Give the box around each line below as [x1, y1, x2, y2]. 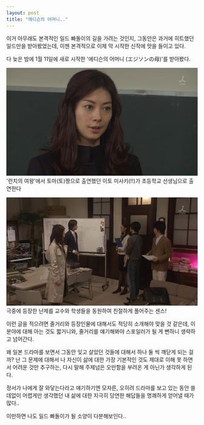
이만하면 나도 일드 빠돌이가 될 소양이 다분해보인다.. [6, 412, 126, 420]
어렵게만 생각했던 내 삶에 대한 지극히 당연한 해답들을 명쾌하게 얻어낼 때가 [22, 391, 194, 399]
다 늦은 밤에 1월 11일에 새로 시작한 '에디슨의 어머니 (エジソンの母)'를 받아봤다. [6, 55, 191, 62]
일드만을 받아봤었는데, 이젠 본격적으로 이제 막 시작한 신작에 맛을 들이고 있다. [6, 42, 186, 49]
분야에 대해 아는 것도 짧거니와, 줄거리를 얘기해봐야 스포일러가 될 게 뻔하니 [6, 327, 180, 335]
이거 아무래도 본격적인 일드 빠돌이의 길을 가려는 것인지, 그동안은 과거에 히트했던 [6, 34, 194, 42]
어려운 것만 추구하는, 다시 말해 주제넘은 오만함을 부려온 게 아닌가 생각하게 [12, 363, 186, 371]
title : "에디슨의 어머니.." [6, 16, 69, 23]
